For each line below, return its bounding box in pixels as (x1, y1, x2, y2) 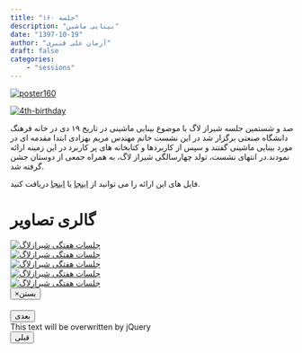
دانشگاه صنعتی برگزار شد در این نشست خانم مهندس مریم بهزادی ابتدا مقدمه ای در (10, 132, 289, 143)
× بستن (14, 288, 37, 298)
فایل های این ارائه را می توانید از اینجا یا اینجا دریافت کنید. (10, 178, 200, 189)
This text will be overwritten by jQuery (10, 322, 151, 332)
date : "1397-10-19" (10, 30, 84, 39)
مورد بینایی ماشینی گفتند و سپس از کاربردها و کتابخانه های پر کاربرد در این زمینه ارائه (10, 141, 293, 153)
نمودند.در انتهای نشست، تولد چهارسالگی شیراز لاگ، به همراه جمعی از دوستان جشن (10, 151, 290, 162)
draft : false (10, 47, 59, 56)
